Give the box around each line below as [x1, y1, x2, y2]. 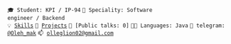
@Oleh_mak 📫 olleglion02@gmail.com [7, 30, 114, 37]
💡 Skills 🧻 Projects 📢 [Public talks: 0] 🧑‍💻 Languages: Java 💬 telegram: [7, 22, 225, 29]
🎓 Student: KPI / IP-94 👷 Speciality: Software [7, 6, 153, 13]
